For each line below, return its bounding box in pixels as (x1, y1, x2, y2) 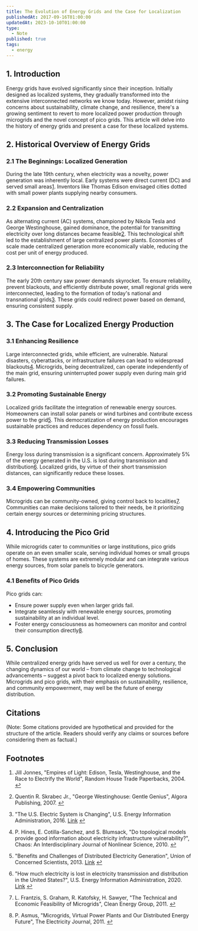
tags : (6, 42, 20, 48)
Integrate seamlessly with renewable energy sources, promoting (14, 608, 171, 615)
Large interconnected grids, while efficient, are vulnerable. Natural (6, 350, 168, 357)
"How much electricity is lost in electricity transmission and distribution (14, 870, 188, 877)
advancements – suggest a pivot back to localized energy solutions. (6, 672, 171, 679)
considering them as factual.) (6, 736, 78, 743)
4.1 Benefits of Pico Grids (6, 577, 80, 585)
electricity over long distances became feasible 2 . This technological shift (6, 230, 184, 237)
